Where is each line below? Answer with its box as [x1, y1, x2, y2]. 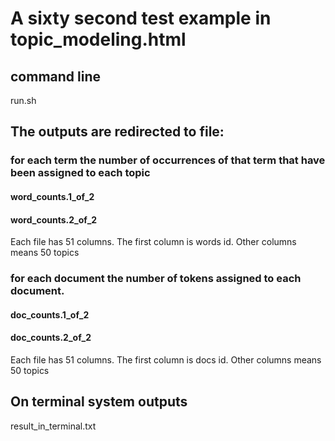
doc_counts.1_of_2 [10, 308, 90, 321]
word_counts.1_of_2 [10, 190, 95, 202]
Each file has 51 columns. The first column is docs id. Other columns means [10, 353, 322, 366]
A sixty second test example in [10, 7, 272, 30]
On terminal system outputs [10, 393, 188, 411]
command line [10, 68, 102, 85]
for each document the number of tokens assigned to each [10, 272, 302, 286]
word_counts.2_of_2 [10, 213, 98, 226]
